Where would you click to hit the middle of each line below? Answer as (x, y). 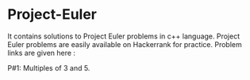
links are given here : (42, 53)
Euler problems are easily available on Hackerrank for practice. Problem (125, 44)
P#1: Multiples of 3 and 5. (49, 67)
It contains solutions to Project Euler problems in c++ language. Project (123, 36)
